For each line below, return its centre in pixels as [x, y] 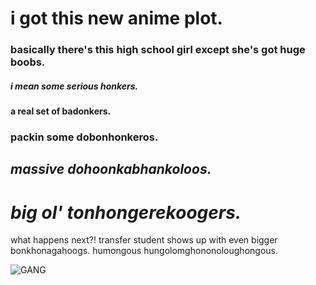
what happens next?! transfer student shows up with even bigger [144, 240]
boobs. [28, 62]
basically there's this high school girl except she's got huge [158, 50]
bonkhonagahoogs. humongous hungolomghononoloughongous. [144, 251]
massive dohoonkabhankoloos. [111, 169]
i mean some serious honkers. [74, 86]
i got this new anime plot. [116, 18]
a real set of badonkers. [61, 111]
